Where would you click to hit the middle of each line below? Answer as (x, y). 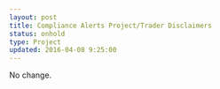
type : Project (35, 42)
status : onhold (37, 33)
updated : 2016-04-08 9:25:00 (63, 50)
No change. (31, 75)
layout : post (33, 17)
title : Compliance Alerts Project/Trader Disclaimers (111, 26)
